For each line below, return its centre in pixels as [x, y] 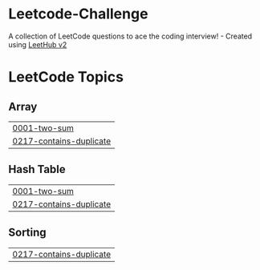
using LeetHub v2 [38, 44]
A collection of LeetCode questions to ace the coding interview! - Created [130, 36]
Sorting [27, 233]
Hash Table [37, 169]
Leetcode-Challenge [78, 14]
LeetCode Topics [66, 77]
